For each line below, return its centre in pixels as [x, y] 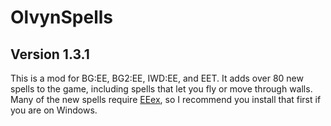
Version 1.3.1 [50, 54]
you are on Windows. [54, 110]
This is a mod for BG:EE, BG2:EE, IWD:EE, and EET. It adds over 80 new [157, 78]
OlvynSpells [62, 17]
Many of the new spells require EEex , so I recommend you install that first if [166, 99]
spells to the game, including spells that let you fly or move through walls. [161, 89]
